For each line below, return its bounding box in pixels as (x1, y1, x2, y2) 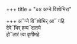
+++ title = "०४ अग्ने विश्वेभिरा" (6, 6, 72, 12)
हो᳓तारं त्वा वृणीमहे (6, 31, 40, 38)
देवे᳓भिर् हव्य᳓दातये (6, 24, 41, 31)
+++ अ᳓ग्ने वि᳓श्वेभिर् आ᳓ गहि (6, 18, 65, 24)
